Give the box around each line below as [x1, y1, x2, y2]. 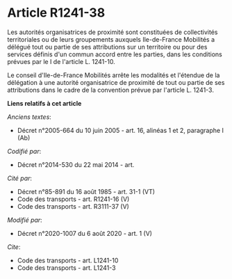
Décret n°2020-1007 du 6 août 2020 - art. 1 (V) [17, 229, 153, 237]
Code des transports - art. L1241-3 [17, 263, 116, 272]
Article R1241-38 [7, 5, 106, 21]
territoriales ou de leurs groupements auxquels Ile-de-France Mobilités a [7, 35, 215, 43]
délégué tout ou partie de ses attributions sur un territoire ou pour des [7, 42, 208, 51]
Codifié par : [7, 147, 42, 155]
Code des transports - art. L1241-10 [17, 256, 119, 264]
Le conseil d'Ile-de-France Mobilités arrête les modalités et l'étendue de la [7, 71, 220, 79]
